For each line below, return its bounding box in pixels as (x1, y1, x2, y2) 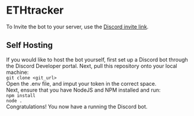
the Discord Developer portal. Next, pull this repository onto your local (6, 62, 177, 69)
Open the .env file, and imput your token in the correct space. (6, 80, 157, 87)
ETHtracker (6, 4, 64, 17)
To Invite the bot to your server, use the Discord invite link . (6, 23, 149, 30)
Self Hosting (6, 40, 53, 50)
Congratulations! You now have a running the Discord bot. (6, 103, 148, 110)
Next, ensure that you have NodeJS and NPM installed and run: (6, 86, 161, 94)
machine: (6, 69, 29, 76)
